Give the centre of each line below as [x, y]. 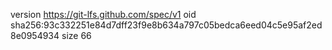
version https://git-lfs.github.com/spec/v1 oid [103, 14]
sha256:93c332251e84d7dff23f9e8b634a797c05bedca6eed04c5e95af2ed [166, 25]
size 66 [76, 35]
